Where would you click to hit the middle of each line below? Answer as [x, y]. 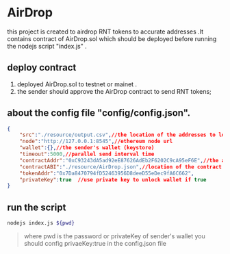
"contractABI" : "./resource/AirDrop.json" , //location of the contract [121, 167]
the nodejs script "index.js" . [47, 46]
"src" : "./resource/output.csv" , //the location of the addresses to [117, 135]
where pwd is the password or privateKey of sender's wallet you [114, 236]
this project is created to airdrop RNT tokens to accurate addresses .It [105, 31]
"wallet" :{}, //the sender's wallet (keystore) [87, 148]
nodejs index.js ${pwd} [41, 223]
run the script [37, 207]
